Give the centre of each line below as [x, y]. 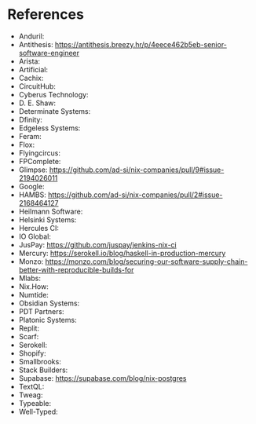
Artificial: [33, 69]
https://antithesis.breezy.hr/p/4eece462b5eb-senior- [141, 44]
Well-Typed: [38, 411]
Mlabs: [29, 278]
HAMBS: [32, 195]
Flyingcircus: [39, 153]
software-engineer [49, 53]
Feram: [30, 136]
